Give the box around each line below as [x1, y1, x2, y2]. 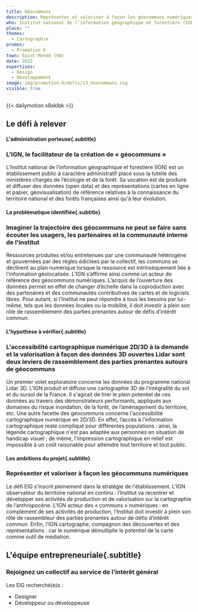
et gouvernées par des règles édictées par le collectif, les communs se [6, 258, 178, 265]
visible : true [6, 86, 41, 92]
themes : [6, 31, 25, 37]
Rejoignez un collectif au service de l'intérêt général [6, 568, 159, 577]
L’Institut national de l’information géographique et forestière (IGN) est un [6, 164, 184, 171]
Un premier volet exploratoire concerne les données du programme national [6, 378, 190, 385]
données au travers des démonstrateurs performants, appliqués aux [6, 397, 172, 404]
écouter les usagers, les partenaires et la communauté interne [6, 231, 188, 239]
